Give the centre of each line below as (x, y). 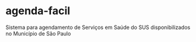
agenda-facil (38, 11)
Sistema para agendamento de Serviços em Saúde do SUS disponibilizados (98, 27)
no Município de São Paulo (38, 33)
